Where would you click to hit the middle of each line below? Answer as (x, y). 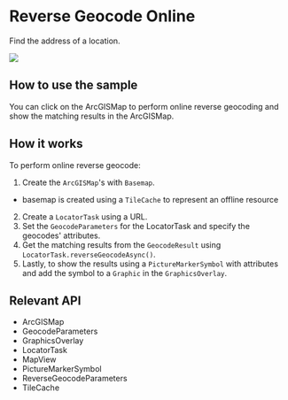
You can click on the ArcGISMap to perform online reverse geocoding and (144, 106)
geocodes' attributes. (61, 235)
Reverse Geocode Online (102, 16)
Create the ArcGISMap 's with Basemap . (88, 182)
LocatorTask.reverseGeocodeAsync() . (89, 254)
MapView (39, 359)
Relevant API (45, 300)
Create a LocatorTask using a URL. (85, 216)
